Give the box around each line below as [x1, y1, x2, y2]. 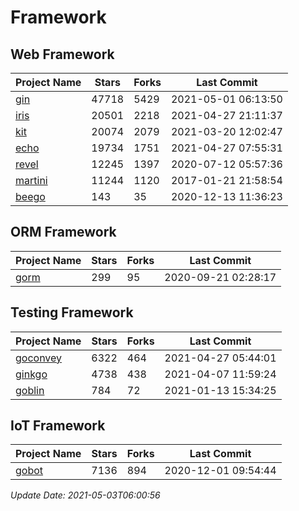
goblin [15, 383, 45, 397]
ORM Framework [10, 224, 117, 241]
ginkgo [15, 367, 48, 381]
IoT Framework [10, 417, 106, 435]
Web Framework [10, 46, 115, 63]
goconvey [15, 351, 63, 365]
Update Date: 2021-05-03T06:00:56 [10, 489, 161, 501]
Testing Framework [10, 304, 134, 321]
